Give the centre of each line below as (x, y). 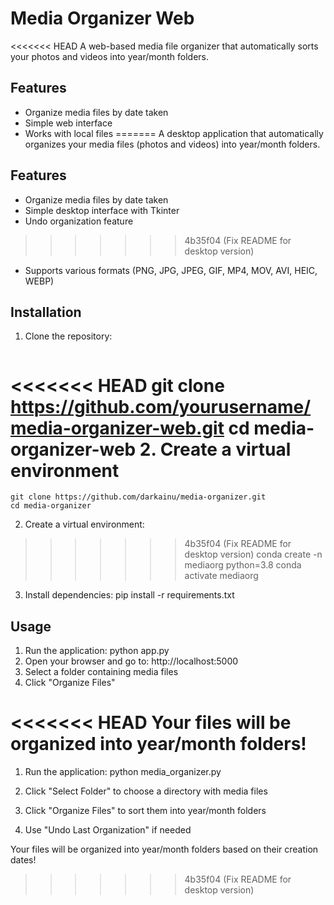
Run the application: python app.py (97, 651)
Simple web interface (68, 123)
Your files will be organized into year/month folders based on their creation (164, 849)
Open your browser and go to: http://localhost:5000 (131, 661)
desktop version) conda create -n (253, 554)
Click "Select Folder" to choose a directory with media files (146, 791)
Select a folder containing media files (101, 672)
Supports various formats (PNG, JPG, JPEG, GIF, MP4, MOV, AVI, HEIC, (171, 270)
